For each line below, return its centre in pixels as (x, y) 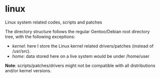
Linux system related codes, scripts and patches (53, 22)
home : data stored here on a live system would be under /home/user (81, 56)
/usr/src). (21, 51)
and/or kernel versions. (28, 70)
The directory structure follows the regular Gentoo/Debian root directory (77, 31)
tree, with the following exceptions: (40, 37)
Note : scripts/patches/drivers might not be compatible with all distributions (80, 65)
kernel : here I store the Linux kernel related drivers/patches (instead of (83, 46)
